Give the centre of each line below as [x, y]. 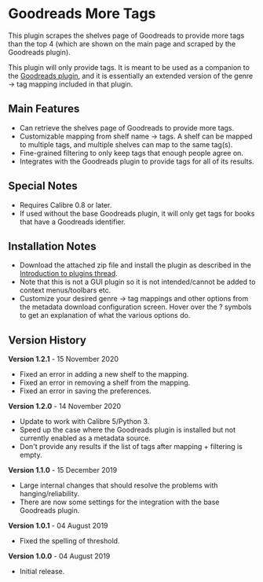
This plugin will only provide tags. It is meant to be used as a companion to [129, 67]
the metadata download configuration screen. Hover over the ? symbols [136, 307]
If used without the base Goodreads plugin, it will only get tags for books [137, 213]
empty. [31, 455]
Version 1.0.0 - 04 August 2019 [59, 556]
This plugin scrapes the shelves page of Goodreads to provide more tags [126, 35]
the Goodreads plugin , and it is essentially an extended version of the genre [131, 76]
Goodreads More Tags [82, 14]
